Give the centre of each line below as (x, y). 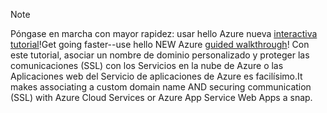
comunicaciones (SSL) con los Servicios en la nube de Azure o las (147, 65)
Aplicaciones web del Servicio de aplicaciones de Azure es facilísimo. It (156, 76)
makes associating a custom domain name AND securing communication (161, 87)
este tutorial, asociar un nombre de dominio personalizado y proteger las (160, 55)
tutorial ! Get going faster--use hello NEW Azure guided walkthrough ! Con (160, 44)
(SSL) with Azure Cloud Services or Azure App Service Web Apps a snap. (161, 97)
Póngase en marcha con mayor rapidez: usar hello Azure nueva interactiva (164, 33)
